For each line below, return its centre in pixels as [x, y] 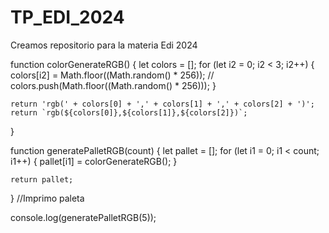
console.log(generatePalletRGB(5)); [83, 217]
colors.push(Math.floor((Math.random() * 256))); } [113, 85]
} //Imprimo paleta [47, 198]
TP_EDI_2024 [67, 17]
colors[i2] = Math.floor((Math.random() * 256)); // [112, 75]
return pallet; [42, 179]
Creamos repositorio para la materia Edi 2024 [104, 45]
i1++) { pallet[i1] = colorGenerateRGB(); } [94, 161]
